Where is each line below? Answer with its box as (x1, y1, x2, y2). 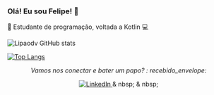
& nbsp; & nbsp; (112, 80, 159, 89)
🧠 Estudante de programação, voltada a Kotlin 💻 (7, 23, 149, 31)
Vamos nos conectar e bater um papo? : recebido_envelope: (30, 66, 207, 75)
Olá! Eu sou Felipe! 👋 (7, 6, 79, 16)
